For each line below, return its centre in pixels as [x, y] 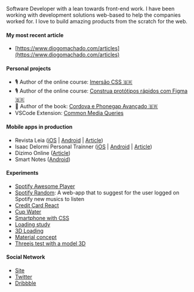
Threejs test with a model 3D [50, 243]
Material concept [36, 237]
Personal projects [29, 68]
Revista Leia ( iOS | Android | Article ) [59, 140]
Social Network [26, 257]
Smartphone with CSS [42, 218]
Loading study [33, 224]
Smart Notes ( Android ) [42, 159]
